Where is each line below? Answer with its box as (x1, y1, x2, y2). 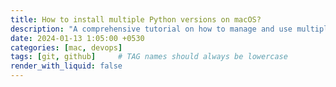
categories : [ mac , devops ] (10, 42, 123, 53)
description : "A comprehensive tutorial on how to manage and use (10, 24, 293, 34)
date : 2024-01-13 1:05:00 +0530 (10, 33, 145, 43)
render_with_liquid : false (10, 61, 123, 71)
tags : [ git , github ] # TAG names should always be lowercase (10, 52, 288, 62)
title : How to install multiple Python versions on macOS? (10, 14, 262, 25)
